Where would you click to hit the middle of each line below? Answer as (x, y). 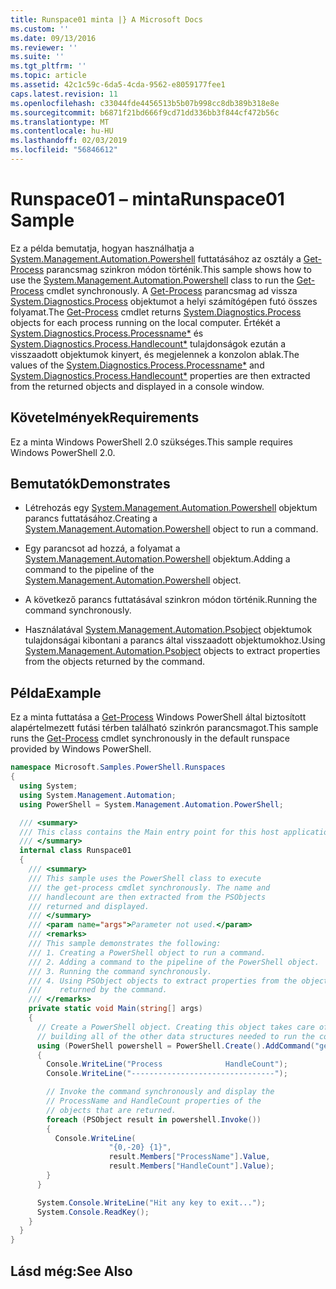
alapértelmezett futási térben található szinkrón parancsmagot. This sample (164, 728)
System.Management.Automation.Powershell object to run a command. (171, 529)
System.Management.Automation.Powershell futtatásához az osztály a (156, 258)
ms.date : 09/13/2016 (53, 38)
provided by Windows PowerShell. (81, 749)
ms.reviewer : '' (44, 47)
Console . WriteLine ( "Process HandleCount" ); (167, 1064)
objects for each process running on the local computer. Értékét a (145, 322)
